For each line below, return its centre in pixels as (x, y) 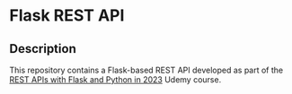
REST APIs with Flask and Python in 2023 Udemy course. (115, 80)
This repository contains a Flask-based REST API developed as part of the (146, 70)
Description (43, 49)
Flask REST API (67, 16)
